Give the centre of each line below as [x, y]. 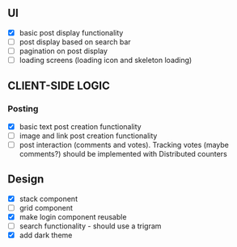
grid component [46, 207]
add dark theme [46, 235]
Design [26, 180]
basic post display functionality [71, 32]
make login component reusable [73, 216]
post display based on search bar [75, 42]
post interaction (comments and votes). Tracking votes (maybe [124, 144]
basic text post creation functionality [80, 126]
